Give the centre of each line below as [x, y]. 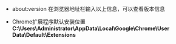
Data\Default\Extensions [44, 35]
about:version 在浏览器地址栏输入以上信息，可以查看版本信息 [88, 9]
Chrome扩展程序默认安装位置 [49, 22]
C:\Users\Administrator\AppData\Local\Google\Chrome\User [91, 28]
